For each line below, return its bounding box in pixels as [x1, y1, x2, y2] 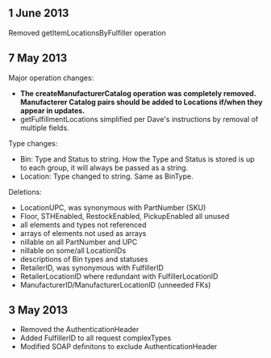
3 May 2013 [8, 303, 69, 318]
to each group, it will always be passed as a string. [19, 162, 189, 172]
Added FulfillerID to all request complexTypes [19, 333, 172, 343]
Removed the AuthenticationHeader [19, 325, 140, 335]
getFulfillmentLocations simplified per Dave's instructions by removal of [19, 114, 259, 124]
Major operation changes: [8, 73, 94, 82]
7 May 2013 [8, 52, 68, 65]
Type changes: [8, 138, 58, 148]
